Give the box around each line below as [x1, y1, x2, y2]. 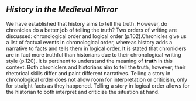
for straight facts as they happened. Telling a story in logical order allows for [6, 82, 190, 89]
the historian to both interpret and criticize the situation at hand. [6, 88, 160, 95]
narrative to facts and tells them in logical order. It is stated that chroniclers [6, 45, 187, 52]
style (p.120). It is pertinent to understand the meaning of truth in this [6, 57, 173, 64]
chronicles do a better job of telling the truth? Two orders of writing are [6, 26, 177, 33]
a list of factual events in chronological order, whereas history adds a [6, 39, 173, 46]
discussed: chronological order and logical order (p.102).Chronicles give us [6, 32, 187, 40]
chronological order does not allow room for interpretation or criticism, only [6, 76, 188, 83]
